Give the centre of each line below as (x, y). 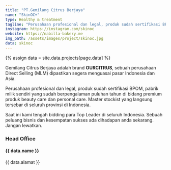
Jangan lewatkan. (24, 125)
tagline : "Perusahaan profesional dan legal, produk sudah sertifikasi (83, 24)
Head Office (20, 138)
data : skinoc (19, 43)
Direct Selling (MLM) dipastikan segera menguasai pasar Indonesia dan (80, 73)
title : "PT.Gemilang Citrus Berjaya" (45, 10)
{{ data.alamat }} (23, 162)
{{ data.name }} (22, 151)
